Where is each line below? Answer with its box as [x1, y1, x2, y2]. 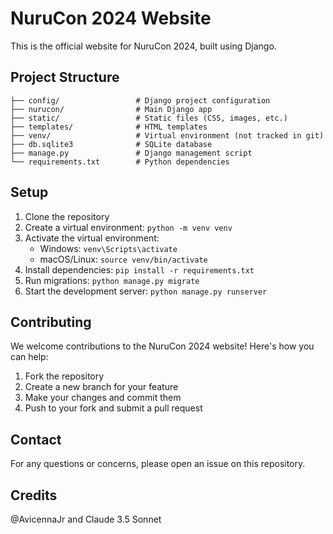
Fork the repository [24, 370, 105, 382]
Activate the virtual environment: [24, 232, 160, 244]
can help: [10, 351, 49, 363]
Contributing [10, 313, 92, 331]
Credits [10, 487, 58, 504]
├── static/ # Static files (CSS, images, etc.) [10, 113, 288, 123]
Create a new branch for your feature [24, 381, 179, 393]
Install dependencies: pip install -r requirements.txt [24, 263, 255, 276]
